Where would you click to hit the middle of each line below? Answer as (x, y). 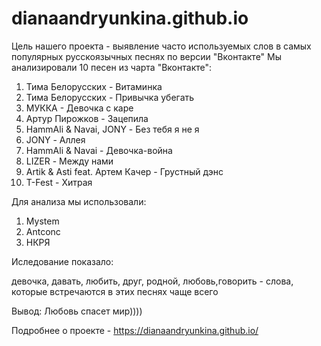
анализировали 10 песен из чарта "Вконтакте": (112, 67)
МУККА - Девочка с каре (79, 108)
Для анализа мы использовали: (79, 201)
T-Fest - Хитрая (59, 182)
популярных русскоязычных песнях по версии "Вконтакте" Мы (147, 56)
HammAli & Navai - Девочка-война (99, 150)
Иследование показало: (62, 261)
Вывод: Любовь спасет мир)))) (77, 311)
